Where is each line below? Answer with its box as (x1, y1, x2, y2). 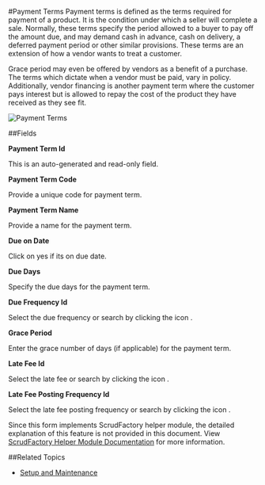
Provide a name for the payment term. (8, 221, 132, 230)
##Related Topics (8, 453, 66, 462)
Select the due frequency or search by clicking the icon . (8, 313, 193, 322)
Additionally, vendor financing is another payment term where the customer (8, 81, 255, 90)
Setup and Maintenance (19, 468, 98, 477)
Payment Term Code (8, 174, 78, 184)
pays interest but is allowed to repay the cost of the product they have (8, 90, 237, 98)
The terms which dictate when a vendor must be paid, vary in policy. (8, 73, 232, 82)
